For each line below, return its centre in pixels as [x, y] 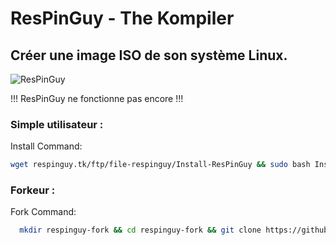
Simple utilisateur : [57, 124]
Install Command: [46, 146]
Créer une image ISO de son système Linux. [149, 55]
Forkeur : [33, 190]
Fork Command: [43, 212]
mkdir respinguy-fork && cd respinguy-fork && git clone [140, 230]
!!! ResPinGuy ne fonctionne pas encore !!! [97, 98]
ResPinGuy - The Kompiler [122, 18]
